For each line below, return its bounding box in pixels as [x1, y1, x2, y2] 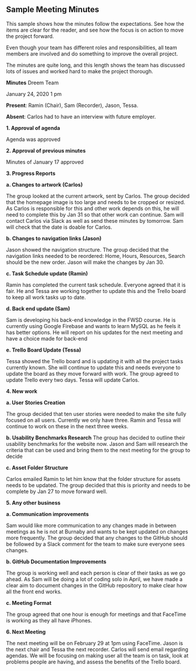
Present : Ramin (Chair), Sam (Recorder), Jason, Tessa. [6, 102, 139, 109]
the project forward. [6, 32, 54, 40]
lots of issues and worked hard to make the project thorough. [6, 67, 153, 75]
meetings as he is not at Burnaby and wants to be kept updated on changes [6, 528, 188, 535]
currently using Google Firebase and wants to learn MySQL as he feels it [6, 322, 181, 329]
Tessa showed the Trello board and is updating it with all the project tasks [6, 357, 183, 364]
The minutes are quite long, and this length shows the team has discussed [6, 61, 185, 68]
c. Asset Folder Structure [6, 464, 68, 471]
